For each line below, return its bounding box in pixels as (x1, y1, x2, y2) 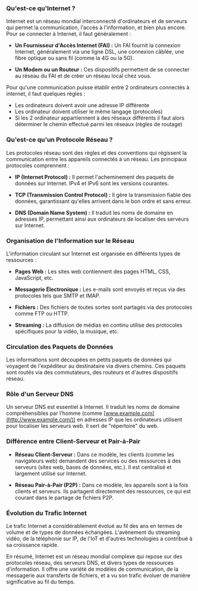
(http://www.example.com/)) (6, 416, 76, 423)
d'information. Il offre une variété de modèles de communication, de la (6, 565, 179, 573)
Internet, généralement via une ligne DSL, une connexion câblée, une (14, 48, 184, 55)
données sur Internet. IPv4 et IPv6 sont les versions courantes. (14, 180, 169, 187)
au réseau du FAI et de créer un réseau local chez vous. (14, 73, 152, 80)
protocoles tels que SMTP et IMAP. (14, 292, 100, 299)
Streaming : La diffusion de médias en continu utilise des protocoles (14, 321, 183, 329)
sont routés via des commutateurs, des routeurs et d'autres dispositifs (6, 369, 178, 376)
